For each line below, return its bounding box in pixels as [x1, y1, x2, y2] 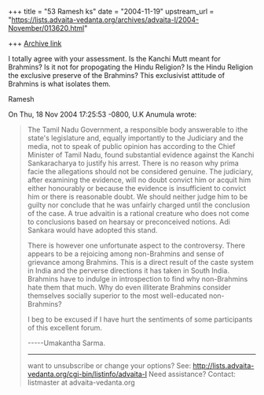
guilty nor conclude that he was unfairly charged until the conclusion [27, 200, 250, 210]
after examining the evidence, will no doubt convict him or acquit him [27, 175, 251, 184]
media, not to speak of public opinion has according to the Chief [27, 142, 236, 151]
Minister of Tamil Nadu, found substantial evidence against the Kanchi [27, 150, 255, 159]
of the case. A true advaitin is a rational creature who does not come [27, 209, 250, 218]
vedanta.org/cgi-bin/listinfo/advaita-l [27, 370, 148, 378]
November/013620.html [8, 24, 85, 32]
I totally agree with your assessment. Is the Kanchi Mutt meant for [8, 54, 222, 63]
